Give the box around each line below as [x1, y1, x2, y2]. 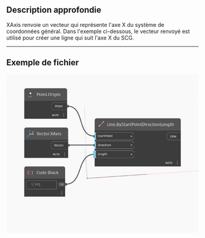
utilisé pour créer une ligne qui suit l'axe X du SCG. [6, 34, 134, 41]
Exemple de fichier [6, 57, 79, 68]
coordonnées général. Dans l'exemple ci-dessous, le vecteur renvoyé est [6, 27, 190, 35]
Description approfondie [6, 5, 102, 15]
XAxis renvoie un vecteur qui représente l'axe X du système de [6, 21, 165, 28]
